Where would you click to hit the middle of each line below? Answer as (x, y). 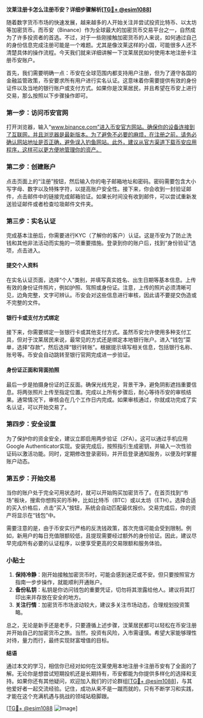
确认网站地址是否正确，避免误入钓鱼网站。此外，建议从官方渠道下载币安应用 (101, 142)
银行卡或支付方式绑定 (33, 317)
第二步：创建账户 (31, 167)
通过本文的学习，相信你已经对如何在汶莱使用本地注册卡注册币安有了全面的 (99, 666)
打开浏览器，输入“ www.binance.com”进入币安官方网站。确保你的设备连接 (98, 127)
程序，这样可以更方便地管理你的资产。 (54, 150)
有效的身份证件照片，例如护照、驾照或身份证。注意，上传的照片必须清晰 (96, 288)
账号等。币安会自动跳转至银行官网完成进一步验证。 (70, 355)
